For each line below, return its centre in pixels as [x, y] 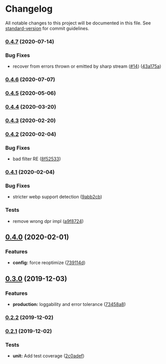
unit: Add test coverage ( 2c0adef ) [48, 356]
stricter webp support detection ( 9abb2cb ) [57, 197]
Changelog [29, 9]
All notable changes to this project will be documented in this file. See [78, 23]
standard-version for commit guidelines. [47, 28]
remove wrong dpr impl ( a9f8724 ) [48, 221]
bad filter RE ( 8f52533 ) [37, 159]
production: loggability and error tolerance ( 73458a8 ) [69, 304]
